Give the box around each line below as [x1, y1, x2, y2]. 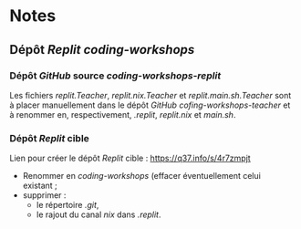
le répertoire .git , [36, 200, 99, 211]
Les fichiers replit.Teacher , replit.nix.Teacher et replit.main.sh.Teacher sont [9, 89, 292, 100]
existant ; [22, 180, 57, 192]
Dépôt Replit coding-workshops [9, 42, 195, 57]
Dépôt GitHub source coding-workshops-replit [9, 69, 222, 82]
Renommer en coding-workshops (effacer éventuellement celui [22, 171, 262, 182]
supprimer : [22, 190, 67, 201]
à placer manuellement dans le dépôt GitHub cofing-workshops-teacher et [9, 99, 291, 110]
